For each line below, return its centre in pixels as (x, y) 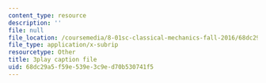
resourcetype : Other (42, 52)
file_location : (33, 38)
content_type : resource (47, 15)
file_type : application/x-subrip (63, 45)
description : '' (35, 23)
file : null (26, 30)
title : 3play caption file (53, 60)
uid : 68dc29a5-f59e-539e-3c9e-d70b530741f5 (81, 67)
